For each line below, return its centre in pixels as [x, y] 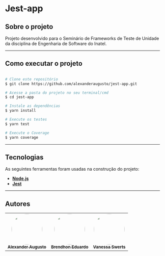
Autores [18, 204]
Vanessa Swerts [109, 247]
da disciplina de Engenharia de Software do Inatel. [56, 44]
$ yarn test [17, 124]
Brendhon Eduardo [69, 247]
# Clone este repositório [31, 79]
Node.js [20, 179]
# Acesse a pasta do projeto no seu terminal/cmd [57, 93]
